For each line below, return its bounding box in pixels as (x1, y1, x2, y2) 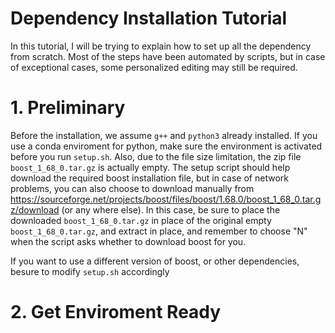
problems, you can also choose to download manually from (10, 182, 255, 194)
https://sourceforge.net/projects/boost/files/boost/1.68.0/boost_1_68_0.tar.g (10, 193, 322, 205)
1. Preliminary (10, 97, 126, 119)
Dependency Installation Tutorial (10, 7, 288, 30)
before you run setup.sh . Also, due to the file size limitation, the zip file (10, 150, 302, 162)
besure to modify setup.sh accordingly (10, 265, 170, 277)
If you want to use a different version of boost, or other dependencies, (10, 255, 300, 267)
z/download (10, 203, 60, 216)
